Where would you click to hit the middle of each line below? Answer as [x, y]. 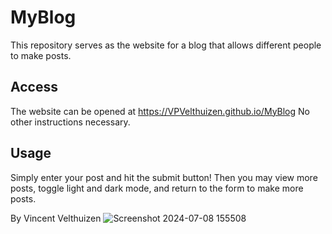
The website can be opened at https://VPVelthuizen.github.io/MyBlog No [160, 111]
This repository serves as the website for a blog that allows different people [166, 45]
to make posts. [41, 55]
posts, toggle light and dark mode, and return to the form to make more [157, 188]
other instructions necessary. [70, 122]
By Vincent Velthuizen [56, 218]
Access [34, 87]
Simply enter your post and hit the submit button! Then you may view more [164, 177]
